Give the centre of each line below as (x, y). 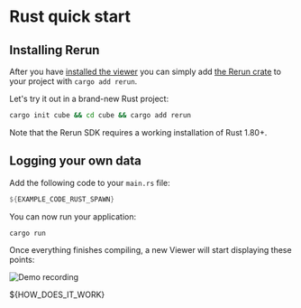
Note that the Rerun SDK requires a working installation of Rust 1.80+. (138, 132)
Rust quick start (70, 17)
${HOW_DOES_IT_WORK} (57, 294)
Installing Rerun (55, 50)
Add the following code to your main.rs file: (90, 182)
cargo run (28, 233)
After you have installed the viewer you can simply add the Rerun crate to (146, 71)
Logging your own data (75, 161)
